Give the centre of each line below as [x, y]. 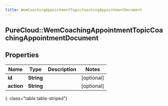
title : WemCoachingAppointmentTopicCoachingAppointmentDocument [74, 10]
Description [62, 69]
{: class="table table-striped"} [36, 98]
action [16, 86]
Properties [22, 55]
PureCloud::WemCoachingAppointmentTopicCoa [84, 30]
